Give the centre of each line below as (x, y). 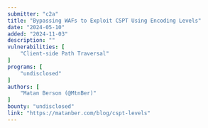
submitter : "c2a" (33, 14)
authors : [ (23, 87)
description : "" (31, 41)
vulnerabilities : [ (36, 47)
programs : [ (25, 67)
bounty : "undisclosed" (41, 107)
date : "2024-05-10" (36, 27)
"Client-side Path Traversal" (65, 54)
